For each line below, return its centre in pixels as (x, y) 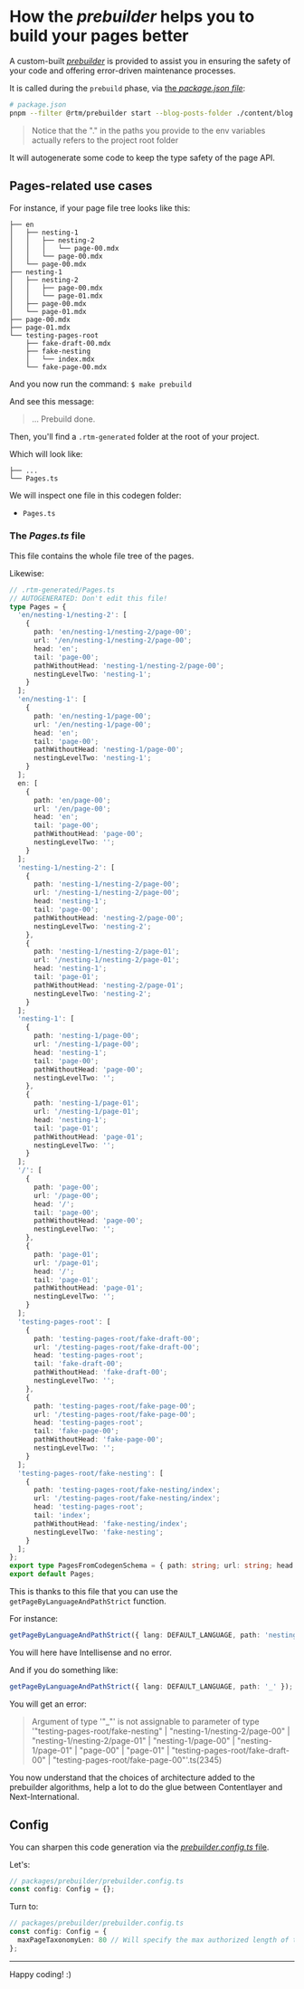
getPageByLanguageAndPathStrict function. (88, 1601)
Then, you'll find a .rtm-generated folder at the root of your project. (134, 436)
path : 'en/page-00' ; (72, 800)
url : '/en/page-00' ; (72, 809)
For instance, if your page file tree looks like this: (100, 208)
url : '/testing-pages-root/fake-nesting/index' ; (127, 1499)
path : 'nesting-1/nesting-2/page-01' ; (106, 952)
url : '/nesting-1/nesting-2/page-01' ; (106, 960)
